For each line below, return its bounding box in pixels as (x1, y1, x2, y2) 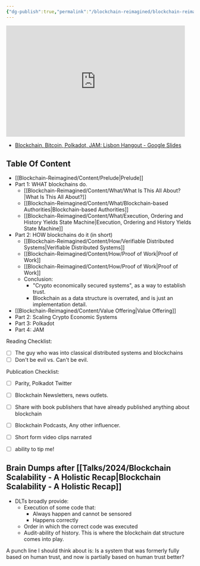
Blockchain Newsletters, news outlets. (14, 391, 109, 399)
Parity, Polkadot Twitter (14, 379, 73, 387)
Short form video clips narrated (14, 433, 92, 440)
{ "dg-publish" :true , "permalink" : (6, 8, 89, 15)
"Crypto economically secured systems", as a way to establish (32, 282, 186, 289)
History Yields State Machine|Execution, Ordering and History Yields (23, 218, 192, 226)
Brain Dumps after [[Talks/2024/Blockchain (6, 463, 171, 473)
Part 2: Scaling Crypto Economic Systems (14, 314, 118, 321)
